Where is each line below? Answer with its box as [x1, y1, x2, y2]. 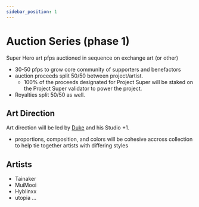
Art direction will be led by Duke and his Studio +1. [6, 124, 130, 131]
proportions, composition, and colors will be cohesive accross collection [14, 135, 193, 143]
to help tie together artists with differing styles [14, 142, 129, 149]
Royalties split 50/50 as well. [14, 91, 85, 98]
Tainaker [14, 175, 36, 183]
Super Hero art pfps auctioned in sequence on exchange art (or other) [6, 54, 179, 61]
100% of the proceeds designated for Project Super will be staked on [23, 78, 194, 85]
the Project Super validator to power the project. [23, 85, 142, 92]
